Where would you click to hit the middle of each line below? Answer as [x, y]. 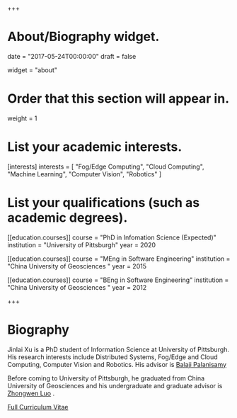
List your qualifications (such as [104, 203]
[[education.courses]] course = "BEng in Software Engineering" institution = [118, 280]
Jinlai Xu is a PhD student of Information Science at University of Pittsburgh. [118, 349]
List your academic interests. [95, 147]
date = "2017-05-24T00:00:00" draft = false [72, 56]
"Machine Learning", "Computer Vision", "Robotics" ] [85, 174]
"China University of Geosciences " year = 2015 [77, 266]
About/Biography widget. [83, 37]
